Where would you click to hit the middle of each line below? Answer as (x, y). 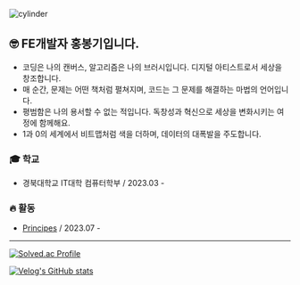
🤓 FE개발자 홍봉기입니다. (75, 44)
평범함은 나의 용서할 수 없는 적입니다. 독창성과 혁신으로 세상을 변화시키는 (148, 111)
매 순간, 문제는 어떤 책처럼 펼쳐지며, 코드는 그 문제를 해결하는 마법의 (140, 89)
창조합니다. (42, 78)
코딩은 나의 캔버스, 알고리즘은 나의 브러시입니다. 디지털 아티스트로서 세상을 (152, 67)
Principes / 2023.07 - (61, 228)
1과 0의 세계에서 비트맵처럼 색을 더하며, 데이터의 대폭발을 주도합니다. (142, 134)
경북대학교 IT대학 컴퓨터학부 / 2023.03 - (93, 183)
